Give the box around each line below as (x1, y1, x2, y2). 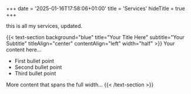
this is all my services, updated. (6, 23, 83, 29)
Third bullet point (14, 70, 56, 76)
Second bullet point (14, 64, 62, 71)
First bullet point (14, 58, 55, 64)
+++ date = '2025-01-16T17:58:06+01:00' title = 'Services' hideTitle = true (6, 5, 185, 12)
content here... (6, 46, 42, 53)
